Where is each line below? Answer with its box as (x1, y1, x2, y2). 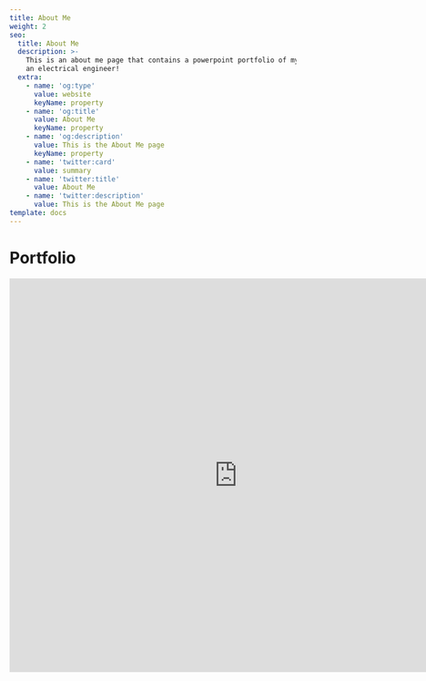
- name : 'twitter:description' (25, 191, 145, 201)
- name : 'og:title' (25, 107, 100, 116)
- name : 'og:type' (25, 81, 96, 90)
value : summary (33, 166, 92, 175)
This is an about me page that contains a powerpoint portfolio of (25, 56, 287, 65)
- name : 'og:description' (25, 132, 125, 141)
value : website (33, 89, 92, 98)
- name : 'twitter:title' (25, 174, 120, 183)
